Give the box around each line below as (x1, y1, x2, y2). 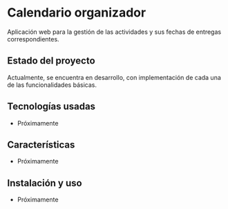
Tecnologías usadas (7, 101, 95, 112)
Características (7, 139, 75, 150)
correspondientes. (7, 34, 60, 43)
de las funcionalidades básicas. (7, 81, 97, 89)
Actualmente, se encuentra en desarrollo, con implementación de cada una (7, 73, 221, 81)
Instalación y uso (7, 177, 82, 189)
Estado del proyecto (7, 55, 95, 67)
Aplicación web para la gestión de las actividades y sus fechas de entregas (7, 28, 222, 36)
